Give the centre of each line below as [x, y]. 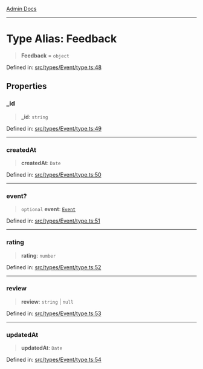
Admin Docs [21, 9]
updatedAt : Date [42, 348]
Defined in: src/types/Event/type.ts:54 [54, 360]
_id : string [34, 117]
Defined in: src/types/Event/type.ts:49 [54, 128]
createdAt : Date [41, 163]
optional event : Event [48, 209]
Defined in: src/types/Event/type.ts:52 [54, 267]
